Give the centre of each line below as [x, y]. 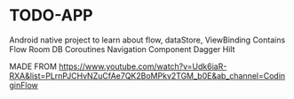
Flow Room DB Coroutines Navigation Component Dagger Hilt [122, 49]
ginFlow [24, 85]
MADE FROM [33, 66]
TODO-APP [51, 15]
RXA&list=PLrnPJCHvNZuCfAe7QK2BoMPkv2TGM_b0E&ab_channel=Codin [147, 75]
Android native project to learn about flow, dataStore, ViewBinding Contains [147, 40]
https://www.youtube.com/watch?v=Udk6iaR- [143, 66]
